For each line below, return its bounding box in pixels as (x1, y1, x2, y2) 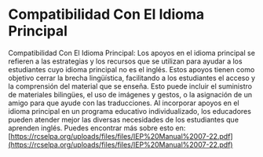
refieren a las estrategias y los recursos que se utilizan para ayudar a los (8, 57, 243, 66)
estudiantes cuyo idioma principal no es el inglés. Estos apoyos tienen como (8, 64, 255, 74)
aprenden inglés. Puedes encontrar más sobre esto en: (8, 123, 186, 133)
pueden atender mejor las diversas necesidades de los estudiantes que (8, 115, 239, 124)
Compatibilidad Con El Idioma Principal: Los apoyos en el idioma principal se (8, 48, 255, 57)
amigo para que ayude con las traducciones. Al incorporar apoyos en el (8, 98, 239, 108)
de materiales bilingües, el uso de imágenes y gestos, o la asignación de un (8, 89, 253, 99)
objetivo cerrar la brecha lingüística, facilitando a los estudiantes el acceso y (8, 73, 256, 82)
